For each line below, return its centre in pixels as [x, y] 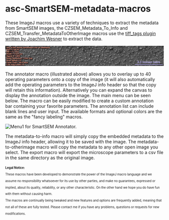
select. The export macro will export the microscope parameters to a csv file [84, 153]
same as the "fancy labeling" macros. [44, 117]
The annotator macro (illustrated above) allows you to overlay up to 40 [78, 74]
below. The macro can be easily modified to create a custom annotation [79, 101]
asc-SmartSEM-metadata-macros [78, 9]
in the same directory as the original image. [50, 158]
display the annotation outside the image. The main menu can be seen [78, 96]
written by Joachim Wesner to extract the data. [54, 39]
